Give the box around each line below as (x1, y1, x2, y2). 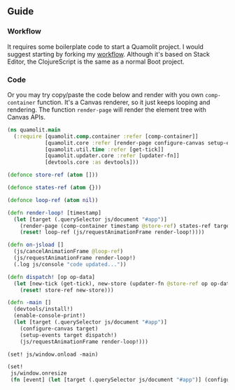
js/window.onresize (10, 370, 68, 377)
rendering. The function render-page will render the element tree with (7, 105, 206, 114)
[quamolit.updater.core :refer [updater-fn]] (44, 152, 180, 159)
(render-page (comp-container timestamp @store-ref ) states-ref (20, 222, 211, 229)
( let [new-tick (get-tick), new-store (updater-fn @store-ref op (13, 280, 208, 287)
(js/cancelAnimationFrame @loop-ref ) (13, 248, 124, 255)
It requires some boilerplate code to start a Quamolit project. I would (7, 42, 204, 51)
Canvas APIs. (7, 113, 45, 121)
